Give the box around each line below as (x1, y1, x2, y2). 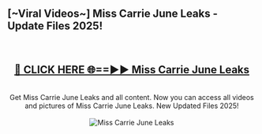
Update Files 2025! (7, 20, 103, 33)
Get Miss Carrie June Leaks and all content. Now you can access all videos (9, 92, 254, 102)
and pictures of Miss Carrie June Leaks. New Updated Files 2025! (24, 101, 239, 110)
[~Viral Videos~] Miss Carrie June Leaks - (7, 7, 219, 20)
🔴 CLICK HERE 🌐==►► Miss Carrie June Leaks (13, 63, 250, 76)
